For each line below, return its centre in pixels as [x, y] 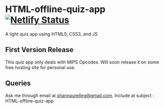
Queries [18, 84]
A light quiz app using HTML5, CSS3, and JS [51, 34]
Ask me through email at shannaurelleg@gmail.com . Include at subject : [80, 95]
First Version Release [39, 50]
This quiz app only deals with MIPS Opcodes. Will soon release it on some [82, 62]
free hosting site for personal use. [40, 67]
